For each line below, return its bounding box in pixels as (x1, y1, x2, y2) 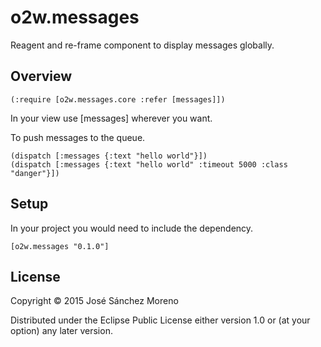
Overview (10, 68, 73, 85)
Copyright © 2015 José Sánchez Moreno (10, 295, 179, 307)
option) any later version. (10, 325, 113, 337)
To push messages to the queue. (10, 131, 146, 143)
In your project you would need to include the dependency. (10, 222, 254, 234)
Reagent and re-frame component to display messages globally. (10, 39, 275, 51)
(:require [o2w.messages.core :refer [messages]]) (10, 94, 226, 105)
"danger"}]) (10, 168, 60, 178)
